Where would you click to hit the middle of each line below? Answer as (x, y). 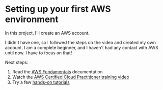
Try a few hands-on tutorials (41, 82)
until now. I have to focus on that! (39, 53)
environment (32, 19)
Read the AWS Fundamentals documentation (57, 71)
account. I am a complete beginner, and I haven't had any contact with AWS (82, 47)
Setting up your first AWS (58, 9)
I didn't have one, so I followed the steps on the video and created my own (81, 42)
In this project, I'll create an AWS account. (47, 33)
